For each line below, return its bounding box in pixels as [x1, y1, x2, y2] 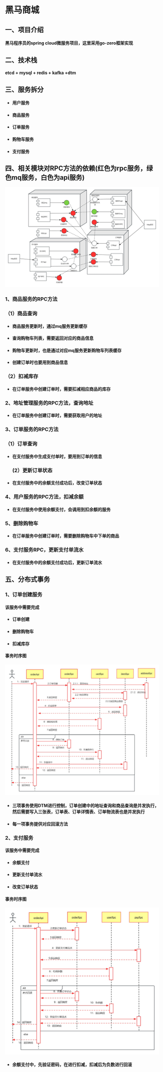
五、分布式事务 [5, 575, 50, 584]
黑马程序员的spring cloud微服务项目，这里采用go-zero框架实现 [5, 40, 133, 46]
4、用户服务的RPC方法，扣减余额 [5, 493, 84, 500]
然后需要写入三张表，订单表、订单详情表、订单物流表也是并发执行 [12, 809, 145, 815]
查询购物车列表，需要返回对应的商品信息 [12, 335, 94, 341]
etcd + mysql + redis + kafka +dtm [5, 70, 77, 76]
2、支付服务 [5, 834, 34, 841]
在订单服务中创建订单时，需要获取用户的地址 [12, 412, 102, 418]
